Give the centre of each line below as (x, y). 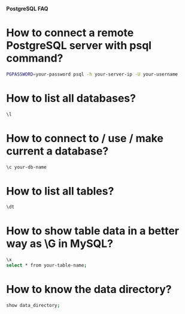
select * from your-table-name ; (46, 265)
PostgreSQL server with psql (79, 46)
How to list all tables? (60, 191)
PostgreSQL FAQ (27, 9)
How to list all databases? (71, 98)
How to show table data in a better (93, 231)
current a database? (57, 151)
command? (35, 58)
